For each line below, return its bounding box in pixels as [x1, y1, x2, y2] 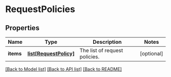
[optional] [139, 50, 163, 57]
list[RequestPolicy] [27, 50, 75, 57]
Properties [5, 24, 40, 32]
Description [93, 39, 122, 45]
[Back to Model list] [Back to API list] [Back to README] [5, 66, 122, 72]
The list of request [79, 47, 123, 54]
